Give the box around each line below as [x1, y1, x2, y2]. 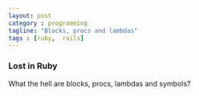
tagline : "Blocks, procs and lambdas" [8, 26, 138, 34]
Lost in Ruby [8, 61, 58, 72]
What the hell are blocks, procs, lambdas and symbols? [8, 78, 191, 88]
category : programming [8, 19, 88, 27]
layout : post [8, 11, 52, 20]
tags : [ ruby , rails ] [8, 34, 84, 42]
